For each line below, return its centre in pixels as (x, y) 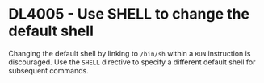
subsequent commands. (48, 70)
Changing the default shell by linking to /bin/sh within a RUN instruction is (130, 53)
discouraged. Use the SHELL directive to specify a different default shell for (132, 62)
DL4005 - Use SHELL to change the (129, 14)
